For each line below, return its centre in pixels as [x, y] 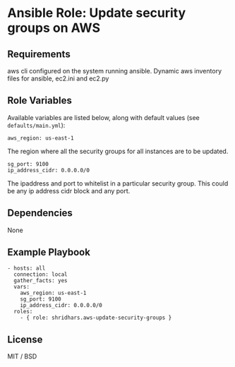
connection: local [41, 275]
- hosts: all [26, 269]
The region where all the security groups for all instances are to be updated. [118, 151]
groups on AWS [54, 28]
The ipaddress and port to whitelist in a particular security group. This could [118, 183]
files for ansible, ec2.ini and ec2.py [58, 78]
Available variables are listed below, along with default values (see [103, 117]
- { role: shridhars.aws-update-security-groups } [96, 318]
